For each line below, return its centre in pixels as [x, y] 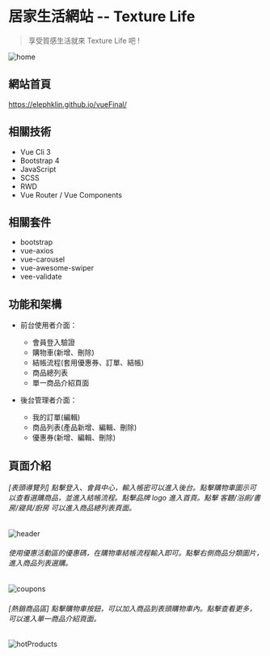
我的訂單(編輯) [56, 417]
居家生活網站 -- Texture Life [102, 17]
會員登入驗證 [53, 343]
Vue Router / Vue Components [71, 194]
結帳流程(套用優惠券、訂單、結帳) [88, 363]
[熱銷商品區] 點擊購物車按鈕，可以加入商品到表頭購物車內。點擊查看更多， [133, 608]
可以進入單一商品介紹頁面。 [55, 618]
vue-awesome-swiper [57, 268]
